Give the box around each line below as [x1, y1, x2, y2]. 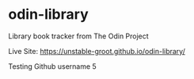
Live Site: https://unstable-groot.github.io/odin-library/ [8, 46, 186, 56]
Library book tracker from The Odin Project [8, 31, 149, 41]
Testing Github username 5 [8, 61, 97, 71]
